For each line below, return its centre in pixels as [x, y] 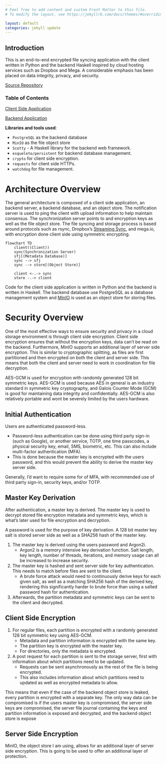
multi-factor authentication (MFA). [47, 452]
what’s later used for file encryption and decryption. [58, 520]
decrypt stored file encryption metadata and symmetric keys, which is [76, 515]
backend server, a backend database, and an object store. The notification [81, 208]
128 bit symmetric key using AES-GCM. [52, 635]
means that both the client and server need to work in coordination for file [80, 363]
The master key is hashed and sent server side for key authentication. [83, 566]
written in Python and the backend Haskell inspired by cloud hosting [75, 65]
